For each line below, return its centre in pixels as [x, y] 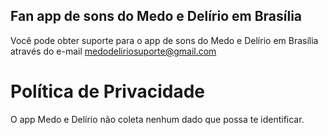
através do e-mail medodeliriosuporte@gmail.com [113, 51]
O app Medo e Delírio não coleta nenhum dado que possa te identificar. [157, 119]
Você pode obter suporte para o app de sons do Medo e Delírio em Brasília [164, 40]
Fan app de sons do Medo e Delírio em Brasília [156, 16]
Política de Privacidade [108, 91]
